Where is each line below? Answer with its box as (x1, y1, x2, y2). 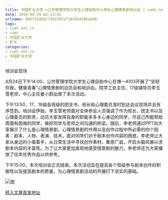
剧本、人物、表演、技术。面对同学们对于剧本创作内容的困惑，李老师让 (13, 133, 158, 139)
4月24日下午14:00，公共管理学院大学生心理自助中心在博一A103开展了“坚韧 (5, 78, 160, 85)
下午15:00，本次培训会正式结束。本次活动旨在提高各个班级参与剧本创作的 (5, 162, 156, 168)
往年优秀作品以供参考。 (13, 152, 62, 158)
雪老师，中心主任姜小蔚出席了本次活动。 (5, 91, 88, 97)
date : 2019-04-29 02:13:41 (5, 12, 61, 17)
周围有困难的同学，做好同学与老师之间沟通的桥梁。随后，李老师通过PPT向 (5, 120, 158, 126)
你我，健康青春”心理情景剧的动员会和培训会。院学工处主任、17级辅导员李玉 (5, 85, 160, 91)
